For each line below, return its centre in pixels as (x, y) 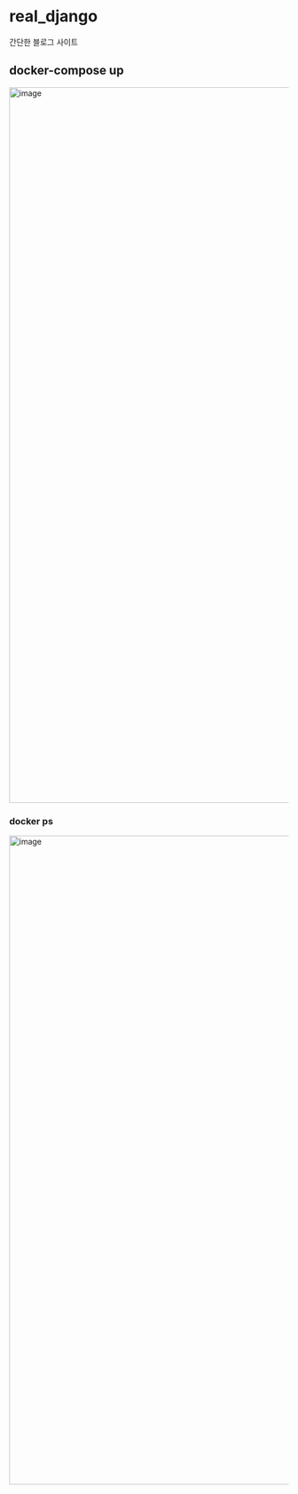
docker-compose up (67, 71)
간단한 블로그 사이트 (43, 42)
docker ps (31, 821)
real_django (54, 16)
